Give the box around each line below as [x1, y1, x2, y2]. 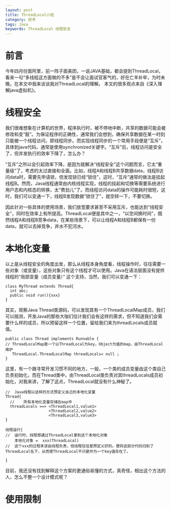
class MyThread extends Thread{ [5, 284, 74, 289]
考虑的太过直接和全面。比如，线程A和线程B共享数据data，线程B [25, 168, 159, 174]
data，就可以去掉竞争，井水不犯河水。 [5, 223, 86, 229]
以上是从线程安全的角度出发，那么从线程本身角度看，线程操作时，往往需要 [5, 261, 161, 267]
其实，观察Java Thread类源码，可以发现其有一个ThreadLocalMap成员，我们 [5, 307, 165, 313]
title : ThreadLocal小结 [5, 12, 54, 17]
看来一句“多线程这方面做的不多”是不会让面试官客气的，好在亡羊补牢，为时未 [5, 75, 165, 81]
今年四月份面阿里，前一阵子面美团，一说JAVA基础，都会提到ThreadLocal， [5, 68, 163, 74]
